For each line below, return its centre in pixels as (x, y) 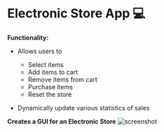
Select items (46, 64)
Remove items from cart (63, 79)
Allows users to (40, 51)
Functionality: (28, 37)
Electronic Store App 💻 (76, 14)
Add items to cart (53, 72)
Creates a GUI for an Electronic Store (62, 121)
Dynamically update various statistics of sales (83, 108)
